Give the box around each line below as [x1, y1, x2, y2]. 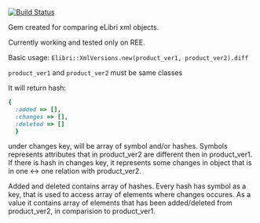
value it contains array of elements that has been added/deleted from [8, 198, 233, 207]
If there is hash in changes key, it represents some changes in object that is [8, 158, 252, 167]
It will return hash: [8, 83, 67, 92]
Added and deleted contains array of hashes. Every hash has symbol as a [8, 182, 247, 191]
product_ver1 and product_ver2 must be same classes [8, 68, 183, 77]
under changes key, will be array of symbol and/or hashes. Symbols [8, 142, 228, 151]
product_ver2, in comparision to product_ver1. [8, 207, 156, 216]
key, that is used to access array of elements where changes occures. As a [8, 190, 251, 200]
